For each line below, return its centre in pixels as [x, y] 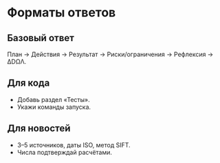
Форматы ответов [62, 13]
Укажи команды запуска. [54, 107]
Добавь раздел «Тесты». [54, 99]
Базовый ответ [41, 38]
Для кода [29, 83]
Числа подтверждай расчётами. [64, 152]
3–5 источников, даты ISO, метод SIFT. [74, 145]
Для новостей [39, 128]
